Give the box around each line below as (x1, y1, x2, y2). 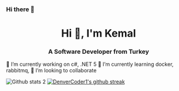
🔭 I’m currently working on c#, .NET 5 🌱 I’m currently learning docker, (6, 61, 174, 68)
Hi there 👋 (6, 5, 35, 13)
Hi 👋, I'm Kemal (61, 27, 136, 40)
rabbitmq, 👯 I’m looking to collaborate (6, 67, 97, 74)
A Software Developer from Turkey (48, 48, 150, 56)
